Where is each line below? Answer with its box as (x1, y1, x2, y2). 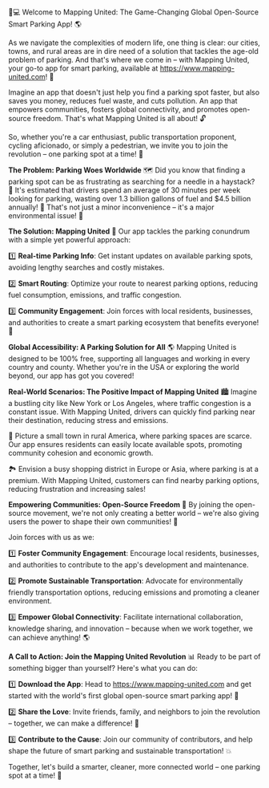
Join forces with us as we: (8, 533, 94, 542)
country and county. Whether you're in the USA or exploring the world (8, 363, 240, 372)
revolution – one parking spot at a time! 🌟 (8, 149, 144, 159)
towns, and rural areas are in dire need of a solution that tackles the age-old (8, 47, 259, 55)
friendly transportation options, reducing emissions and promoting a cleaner (8, 587, 260, 597)
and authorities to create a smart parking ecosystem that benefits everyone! (8, 318, 259, 327)
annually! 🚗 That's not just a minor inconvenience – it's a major (8, 202, 215, 212)
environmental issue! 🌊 (8, 211, 84, 220)
